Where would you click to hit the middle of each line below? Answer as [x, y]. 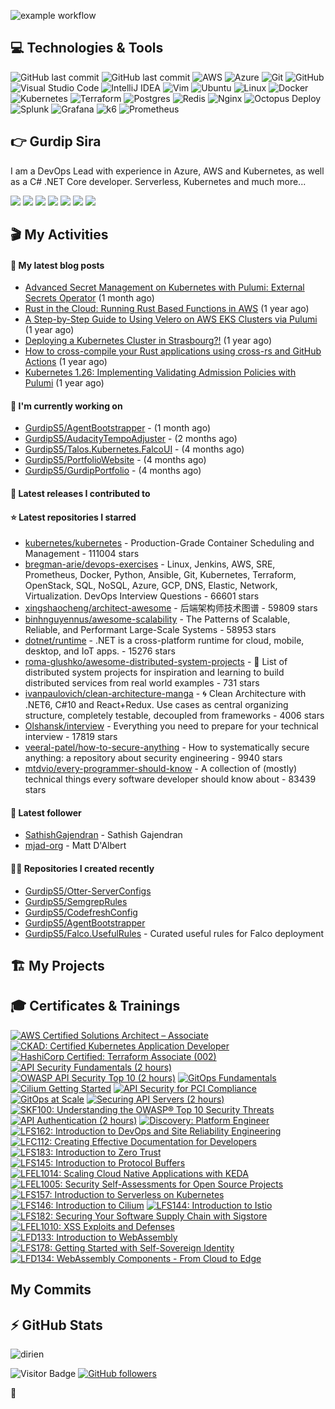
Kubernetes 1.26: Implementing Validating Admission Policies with [160, 372]
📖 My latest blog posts [57, 265]
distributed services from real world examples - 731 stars [142, 683]
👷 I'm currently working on [66, 406]
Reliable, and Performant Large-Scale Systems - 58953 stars [150, 630]
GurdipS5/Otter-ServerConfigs [88, 891]
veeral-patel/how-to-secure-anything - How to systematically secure [167, 747]
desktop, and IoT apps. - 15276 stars [100, 651]
